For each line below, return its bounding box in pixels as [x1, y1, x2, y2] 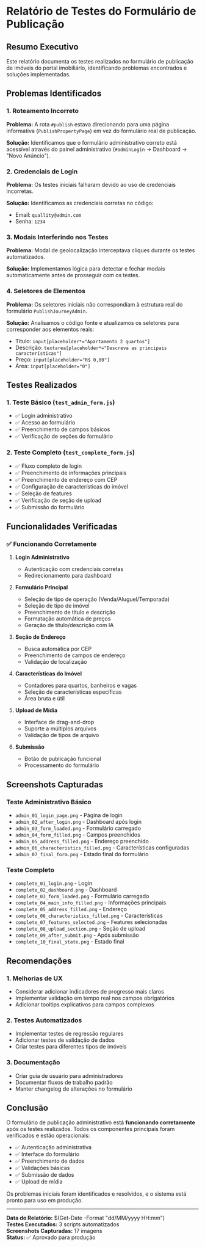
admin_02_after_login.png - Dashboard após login [15, 818, 142, 825]
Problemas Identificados [6, 89, 102, 99]
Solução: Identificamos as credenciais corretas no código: [6, 199, 154, 206]
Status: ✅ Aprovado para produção [6, 1234, 96, 1241]
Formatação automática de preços [24, 615, 111, 622]
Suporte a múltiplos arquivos [24, 725, 96, 732]
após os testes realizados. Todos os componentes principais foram [6, 1125, 175, 1133]
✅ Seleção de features [15, 490, 72, 497]
